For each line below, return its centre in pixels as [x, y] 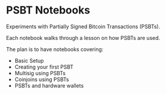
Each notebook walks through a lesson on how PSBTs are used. [83, 38]
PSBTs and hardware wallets [49, 85]
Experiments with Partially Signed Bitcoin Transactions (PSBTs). [83, 26]
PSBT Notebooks [48, 10]
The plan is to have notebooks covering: [55, 49]
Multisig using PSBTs [40, 73]
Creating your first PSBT [44, 67]
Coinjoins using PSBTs [42, 79]
